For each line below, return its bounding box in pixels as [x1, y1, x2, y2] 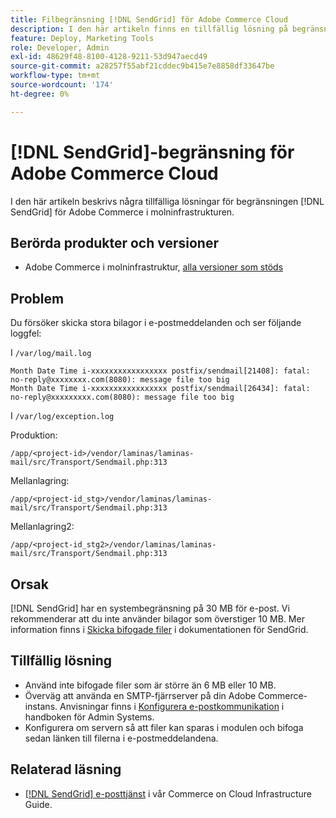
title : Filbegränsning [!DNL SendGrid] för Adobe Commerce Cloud [10, 14, 288, 25]
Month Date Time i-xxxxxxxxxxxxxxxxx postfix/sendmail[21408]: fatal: [10, 366, 311, 376]
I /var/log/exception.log [10, 410, 115, 422]
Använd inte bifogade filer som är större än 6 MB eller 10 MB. [24, 679, 277, 691]
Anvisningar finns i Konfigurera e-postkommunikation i [59, 700, 285, 712]
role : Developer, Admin [10, 42, 110, 53]
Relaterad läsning [10, 761, 122, 778]
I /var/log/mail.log [10, 347, 92, 359]
